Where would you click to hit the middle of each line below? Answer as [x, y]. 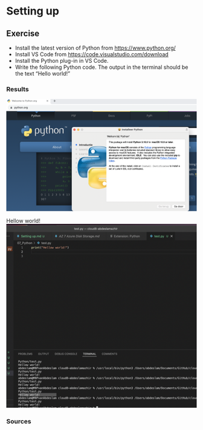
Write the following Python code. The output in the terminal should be [101, 67]
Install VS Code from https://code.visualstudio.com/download [92, 54]
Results [18, 89]
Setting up [33, 11]
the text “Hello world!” [43, 73]
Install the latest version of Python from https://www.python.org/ [95, 48]
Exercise [23, 34]
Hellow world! [23, 220]
